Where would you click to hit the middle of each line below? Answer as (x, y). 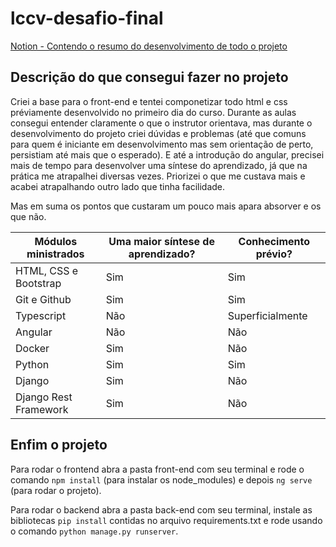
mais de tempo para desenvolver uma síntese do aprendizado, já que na (159, 165)
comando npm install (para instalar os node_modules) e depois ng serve (161, 479)
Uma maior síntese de (161, 241)
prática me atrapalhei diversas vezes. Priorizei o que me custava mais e (158, 176)
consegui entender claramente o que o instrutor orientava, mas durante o (161, 123)
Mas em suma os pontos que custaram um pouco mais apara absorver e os (166, 206)
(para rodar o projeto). (56, 490)
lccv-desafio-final (87, 18)
